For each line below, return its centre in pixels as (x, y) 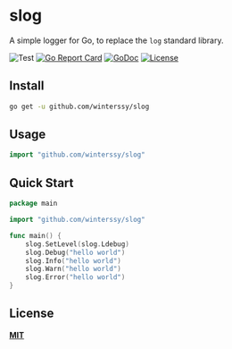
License (32, 314)
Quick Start (41, 183)
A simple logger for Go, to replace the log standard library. (116, 40)
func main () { (36, 235)
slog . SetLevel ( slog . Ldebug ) (77, 244)
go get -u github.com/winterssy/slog (79, 106)
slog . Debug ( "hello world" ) (75, 252)
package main (33, 204)
